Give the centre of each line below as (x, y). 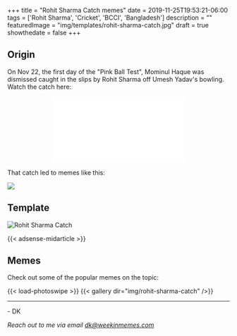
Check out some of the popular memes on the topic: (83, 278)
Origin (21, 55)
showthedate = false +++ (44, 32)
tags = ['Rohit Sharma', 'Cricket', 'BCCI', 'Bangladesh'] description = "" (110, 18)
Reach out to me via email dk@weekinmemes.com (81, 325)
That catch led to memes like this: (56, 173)
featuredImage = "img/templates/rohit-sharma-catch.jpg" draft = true (108, 25)
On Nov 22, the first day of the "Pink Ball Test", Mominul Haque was (106, 71)
